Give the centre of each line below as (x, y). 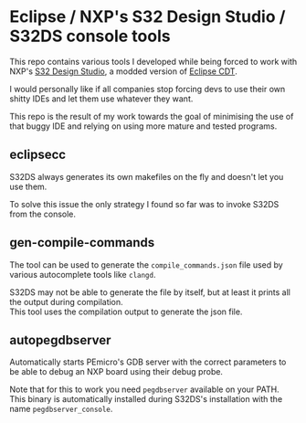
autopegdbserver (60, 340)
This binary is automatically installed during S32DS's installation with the (146, 399)
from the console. (42, 214)
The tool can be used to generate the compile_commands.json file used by (146, 264)
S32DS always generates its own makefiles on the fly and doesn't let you (147, 176)
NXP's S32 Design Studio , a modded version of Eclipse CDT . (123, 71)
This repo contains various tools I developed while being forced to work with (153, 61)
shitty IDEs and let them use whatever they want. (101, 99)
